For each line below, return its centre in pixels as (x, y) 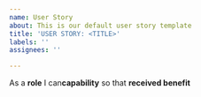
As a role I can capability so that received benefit (100, 83)
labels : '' (29, 42)
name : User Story (41, 17)
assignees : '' (35, 50)
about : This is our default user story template (100, 26)
